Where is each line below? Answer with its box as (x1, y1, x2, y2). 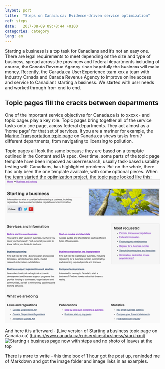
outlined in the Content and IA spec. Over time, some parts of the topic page (5, 153, 160, 159)
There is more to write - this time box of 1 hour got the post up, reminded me (5, 353, 160, 359)
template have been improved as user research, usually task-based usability (5, 158, 160, 164)
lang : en (5, 34, 23, 39)
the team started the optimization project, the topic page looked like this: (5, 174, 152, 180)
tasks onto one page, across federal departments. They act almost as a (5, 122, 149, 128)
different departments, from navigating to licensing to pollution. (5, 138, 133, 144)
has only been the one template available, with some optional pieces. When (5, 168, 158, 174)
